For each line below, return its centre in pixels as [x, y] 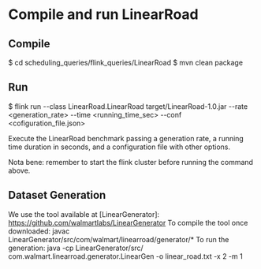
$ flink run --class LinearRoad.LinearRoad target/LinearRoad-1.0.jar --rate [128, 106]
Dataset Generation [57, 195]
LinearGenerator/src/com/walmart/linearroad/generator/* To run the [119, 239]
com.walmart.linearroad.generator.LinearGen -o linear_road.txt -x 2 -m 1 [125, 256]
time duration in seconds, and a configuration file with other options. [119, 147]
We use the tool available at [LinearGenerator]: [84, 214]
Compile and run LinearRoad [103, 15]
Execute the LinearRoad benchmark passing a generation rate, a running [126, 138]
